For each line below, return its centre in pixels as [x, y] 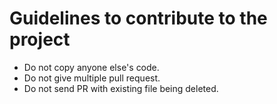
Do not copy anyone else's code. [91, 67]
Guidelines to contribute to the [138, 18]
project [40, 39]
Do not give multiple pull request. [92, 78]
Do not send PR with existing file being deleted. [121, 88]
